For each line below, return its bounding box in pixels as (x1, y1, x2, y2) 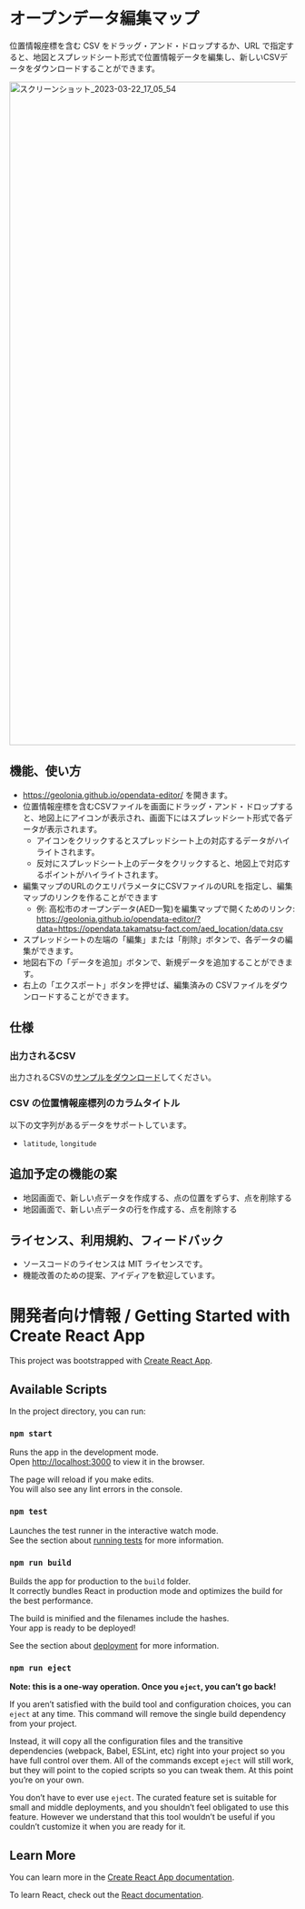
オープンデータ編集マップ (9, 8, 200, 29)
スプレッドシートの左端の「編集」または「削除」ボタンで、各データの (22, 934, 286, 945)
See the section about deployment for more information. (9, 1640, 220, 1650)
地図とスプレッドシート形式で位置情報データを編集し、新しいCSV (33, 51, 280, 62)
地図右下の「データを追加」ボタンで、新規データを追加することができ (22, 957, 286, 968)
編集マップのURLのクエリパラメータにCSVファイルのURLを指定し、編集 (22, 880, 293, 891)
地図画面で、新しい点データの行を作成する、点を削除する (22, 1203, 238, 1214)
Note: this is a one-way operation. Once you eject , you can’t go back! (9, 1681, 277, 1692)
